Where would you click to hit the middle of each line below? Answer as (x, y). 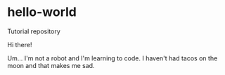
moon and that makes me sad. (51, 65)
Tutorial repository (34, 31)
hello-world (42, 12)
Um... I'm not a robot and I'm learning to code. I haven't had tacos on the (112, 58)
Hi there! (20, 44)
